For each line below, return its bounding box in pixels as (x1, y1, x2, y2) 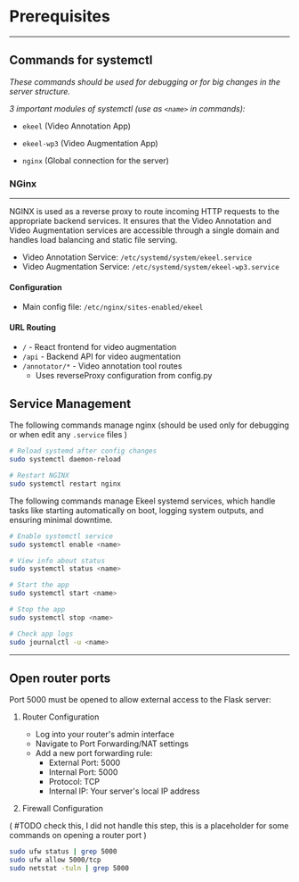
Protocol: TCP (48, 777, 101, 787)
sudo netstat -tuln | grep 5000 (9, 864, 129, 873)
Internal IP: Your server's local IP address (48, 786, 200, 796)
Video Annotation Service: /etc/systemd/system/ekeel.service (21, 252, 252, 262)
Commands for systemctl (9, 53, 153, 68)
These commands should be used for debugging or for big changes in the (9, 76, 281, 87)
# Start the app (9, 580, 69, 590)
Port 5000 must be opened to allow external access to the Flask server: (9, 695, 271, 705)
